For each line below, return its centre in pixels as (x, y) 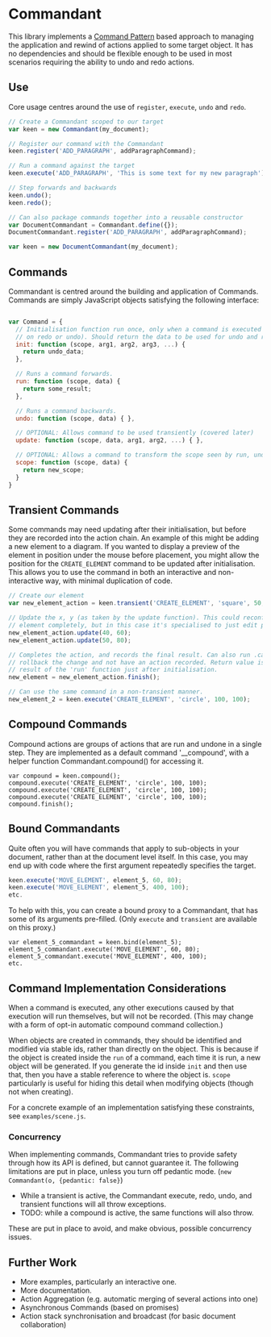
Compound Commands (68, 725)
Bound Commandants (64, 829)
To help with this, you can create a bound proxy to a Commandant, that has (133, 910)
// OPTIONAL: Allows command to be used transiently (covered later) (135, 433)
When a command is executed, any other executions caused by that (121, 1007)
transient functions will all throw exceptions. (93, 1204)
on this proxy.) (32, 927)
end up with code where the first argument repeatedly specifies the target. (132, 865)
